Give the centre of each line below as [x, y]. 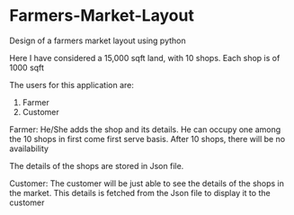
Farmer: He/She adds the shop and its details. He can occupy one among [145, 129]
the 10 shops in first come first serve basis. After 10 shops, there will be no [147, 139]
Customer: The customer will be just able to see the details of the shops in [147, 183]
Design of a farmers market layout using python [98, 40]
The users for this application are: [72, 85]
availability [29, 148]
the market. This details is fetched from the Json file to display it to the [140, 193]
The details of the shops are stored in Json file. [97, 166]
